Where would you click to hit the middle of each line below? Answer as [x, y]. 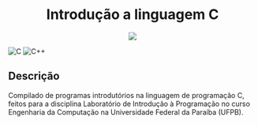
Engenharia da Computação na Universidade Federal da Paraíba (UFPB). [126, 112]
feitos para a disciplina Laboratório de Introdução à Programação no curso [129, 104]
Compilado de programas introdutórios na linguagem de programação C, [126, 95]
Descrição [34, 76]
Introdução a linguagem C [133, 15]
